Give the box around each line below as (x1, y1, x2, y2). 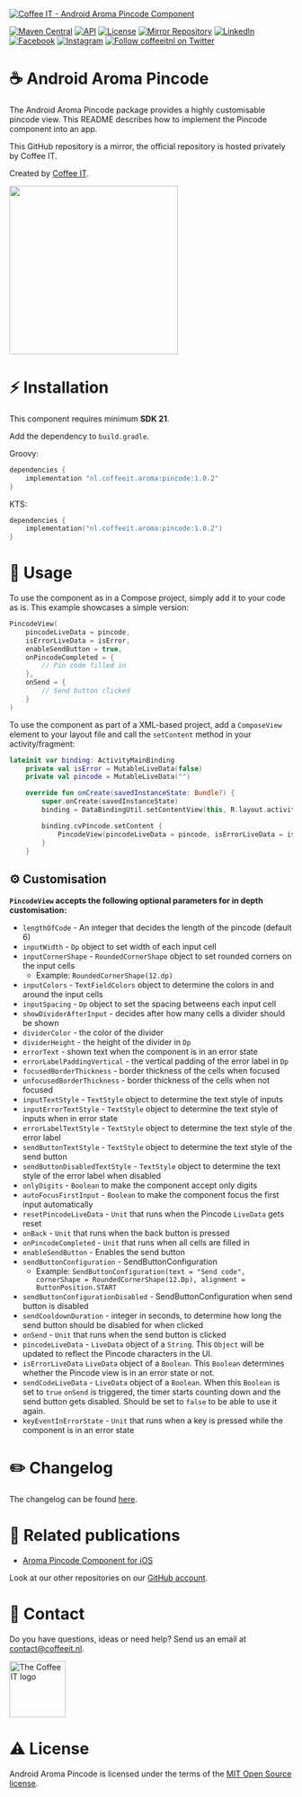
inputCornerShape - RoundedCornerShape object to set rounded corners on (22, 951, 292, 961)
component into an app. (9, 123, 98, 134)
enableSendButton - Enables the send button (22, 1247, 186, 1258)
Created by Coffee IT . (9, 167, 90, 179)
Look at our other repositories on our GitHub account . (9, 1572, 209, 1583)
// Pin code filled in (41, 661, 127, 670)
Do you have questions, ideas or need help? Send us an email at (9, 1633, 247, 1644)
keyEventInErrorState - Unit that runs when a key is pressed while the (22, 1415, 283, 1426)
